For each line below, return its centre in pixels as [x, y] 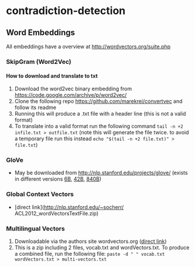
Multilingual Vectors [36, 228]
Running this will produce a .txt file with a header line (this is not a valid [100, 114]
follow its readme [35, 107]
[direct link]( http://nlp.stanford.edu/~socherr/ [69, 207]
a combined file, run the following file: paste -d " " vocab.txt [90, 254]
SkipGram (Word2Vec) [39, 62]
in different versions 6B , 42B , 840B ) [58, 179]
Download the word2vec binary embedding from [73, 89]
